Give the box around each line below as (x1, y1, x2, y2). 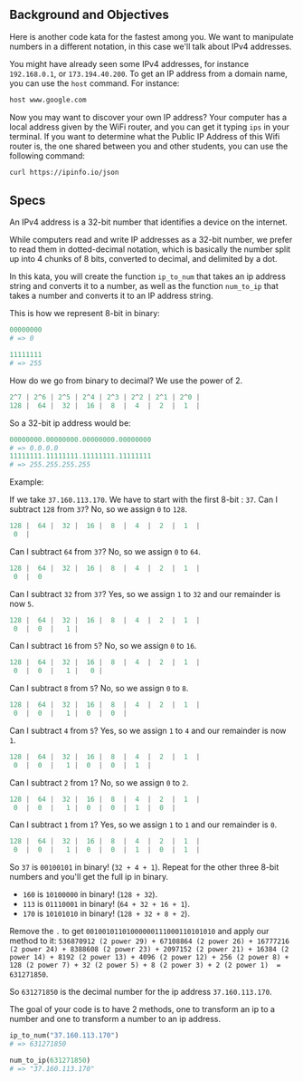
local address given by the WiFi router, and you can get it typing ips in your (9, 121, 289, 132)
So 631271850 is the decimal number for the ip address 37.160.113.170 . (9, 987, 273, 998)
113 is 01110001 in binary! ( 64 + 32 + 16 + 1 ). (22, 899, 190, 910)
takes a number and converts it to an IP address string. (9, 290, 214, 302)
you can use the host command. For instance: (9, 77, 180, 89)
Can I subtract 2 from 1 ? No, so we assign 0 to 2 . (9, 777, 189, 787)
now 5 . (9, 598, 34, 609)
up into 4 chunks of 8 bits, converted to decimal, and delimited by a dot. (9, 254, 278, 265)
